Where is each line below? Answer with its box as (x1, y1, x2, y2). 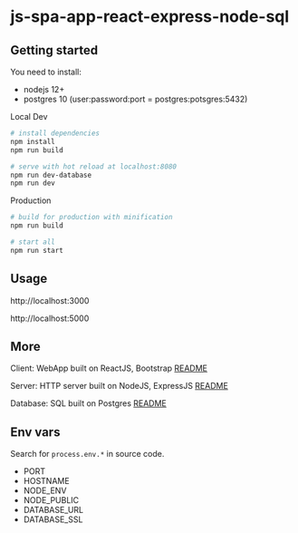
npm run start (10, 246, 64, 255)
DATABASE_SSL (23, 514, 83, 525)
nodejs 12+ (23, 84, 65, 94)
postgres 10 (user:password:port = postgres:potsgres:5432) (23, 93, 248, 104)
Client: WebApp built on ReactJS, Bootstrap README (10, 363, 207, 373)
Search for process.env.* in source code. (10, 449, 165, 460)
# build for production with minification (10, 213, 173, 222)
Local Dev (10, 111, 48, 121)
